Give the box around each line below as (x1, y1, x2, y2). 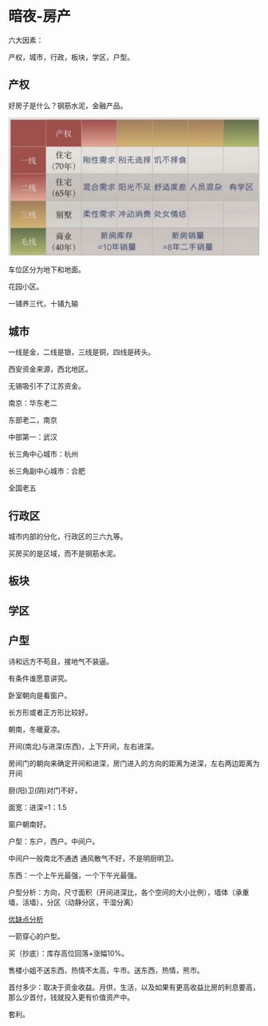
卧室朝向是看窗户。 (8, 690, 72, 700)
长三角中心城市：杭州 (8, 449, 78, 459)
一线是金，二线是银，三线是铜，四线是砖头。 (8, 347, 156, 357)
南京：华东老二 (8, 398, 57, 408)
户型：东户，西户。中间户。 (8, 836, 100, 846)
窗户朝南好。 (8, 819, 50, 828)
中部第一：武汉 (8, 433, 57, 442)
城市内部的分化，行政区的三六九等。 (8, 531, 128, 541)
